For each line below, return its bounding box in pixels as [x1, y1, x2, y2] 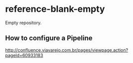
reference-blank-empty [5, 3, 105, 15]
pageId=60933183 [5, 52, 43, 58]
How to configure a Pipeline [5, 34, 93, 42]
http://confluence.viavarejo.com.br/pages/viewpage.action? [5, 47, 129, 53]
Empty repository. [5, 20, 42, 26]
